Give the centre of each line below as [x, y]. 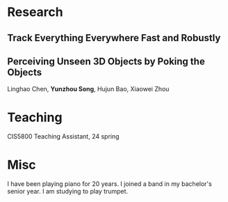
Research [35, 12]
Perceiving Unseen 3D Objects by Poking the [106, 61]
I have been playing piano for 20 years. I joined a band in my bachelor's [109, 184]
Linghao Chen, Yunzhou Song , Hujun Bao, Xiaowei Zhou [88, 89]
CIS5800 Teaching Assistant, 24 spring [63, 137]
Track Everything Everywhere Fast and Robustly [114, 38]
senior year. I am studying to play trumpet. [68, 192]
